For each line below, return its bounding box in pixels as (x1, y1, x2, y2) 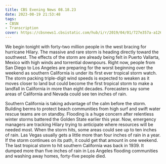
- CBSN (5, 21, 19, 26)
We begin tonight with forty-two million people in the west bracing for (5, 44, 147, 49)
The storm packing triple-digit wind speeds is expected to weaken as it (5, 75, 150, 81)
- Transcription (5, 26, 39, 31)
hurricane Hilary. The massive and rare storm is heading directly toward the (5, 49, 159, 55)
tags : (5, 16, 16, 21)
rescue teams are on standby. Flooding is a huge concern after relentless (5, 111, 154, 117)
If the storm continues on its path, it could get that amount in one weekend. (5, 137, 158, 143)
